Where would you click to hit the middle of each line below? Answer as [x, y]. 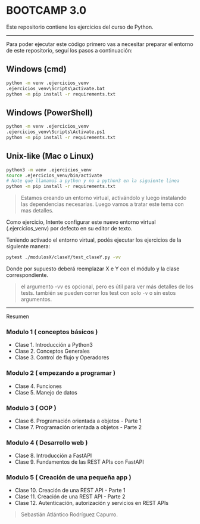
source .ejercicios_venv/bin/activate [54, 175]
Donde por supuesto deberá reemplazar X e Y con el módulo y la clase [93, 269]
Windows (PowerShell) [50, 112]
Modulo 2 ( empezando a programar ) [61, 373]
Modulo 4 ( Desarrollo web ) [47, 442]
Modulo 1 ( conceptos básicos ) [52, 332]
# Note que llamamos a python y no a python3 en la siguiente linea [93, 181]
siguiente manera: [28, 246]
